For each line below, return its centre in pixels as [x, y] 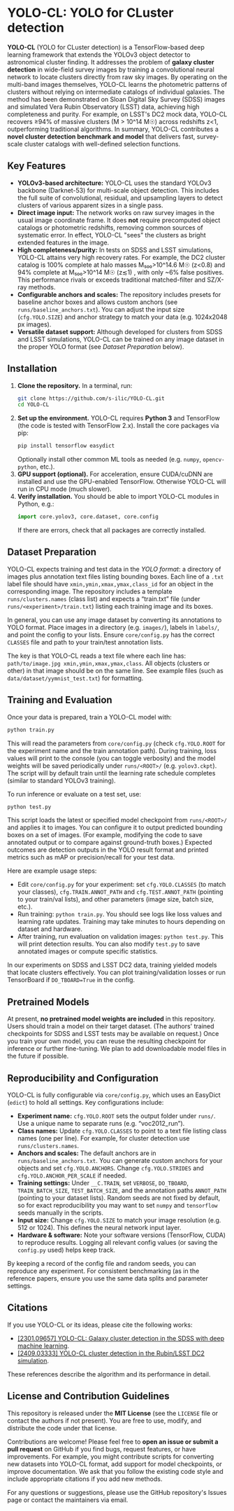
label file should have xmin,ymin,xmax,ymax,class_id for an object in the [110, 584]
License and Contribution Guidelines [88, 1396]
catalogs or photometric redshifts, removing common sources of [110, 227]
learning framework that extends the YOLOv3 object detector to [99, 55]
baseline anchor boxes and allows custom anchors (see [97, 302]
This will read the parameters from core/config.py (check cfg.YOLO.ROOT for [116, 743]
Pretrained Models [48, 1002]
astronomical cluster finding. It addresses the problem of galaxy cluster [111, 62]
